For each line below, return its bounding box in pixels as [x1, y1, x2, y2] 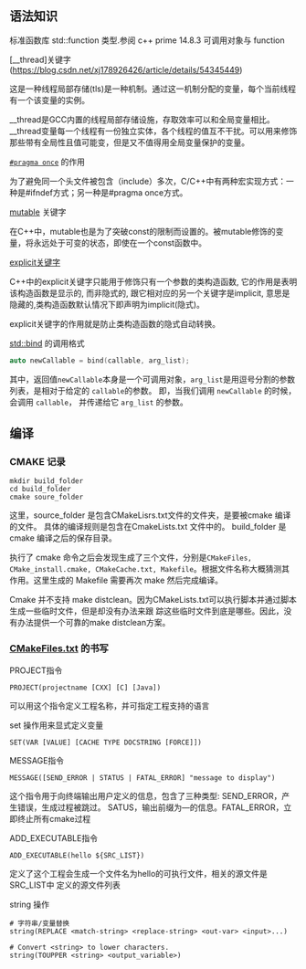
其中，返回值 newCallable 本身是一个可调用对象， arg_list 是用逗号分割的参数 [9, 374, 296, 384]
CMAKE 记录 [9, 456, 66, 468]
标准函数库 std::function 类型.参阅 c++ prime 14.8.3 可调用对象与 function [9, 35, 285, 46]
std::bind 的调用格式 [9, 337, 85, 349]
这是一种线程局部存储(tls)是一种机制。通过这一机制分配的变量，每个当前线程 [9, 83, 297, 94]
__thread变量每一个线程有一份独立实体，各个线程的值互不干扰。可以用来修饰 [9, 125, 298, 136]
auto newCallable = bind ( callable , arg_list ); [9, 355, 190, 365]
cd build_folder [9, 485, 71, 494]
